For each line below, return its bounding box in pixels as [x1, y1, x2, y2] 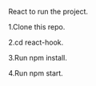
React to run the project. [8, 7, 89, 16]
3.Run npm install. [8, 53, 68, 62]
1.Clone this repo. [8, 22, 66, 31]
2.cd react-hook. [8, 37, 64, 47]
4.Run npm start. [8, 68, 64, 78]
